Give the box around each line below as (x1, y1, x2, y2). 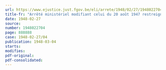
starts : (5, 44, 21, 49)
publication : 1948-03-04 (5, 39, 56, 44)
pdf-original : (5, 53, 35, 58)
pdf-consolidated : (5, 58, 43, 63)
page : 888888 (5, 30, 32, 35)
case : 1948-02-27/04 (5, 35, 48, 40)
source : (5, 21, 21, 26)
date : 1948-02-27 (5, 16, 41, 21)
